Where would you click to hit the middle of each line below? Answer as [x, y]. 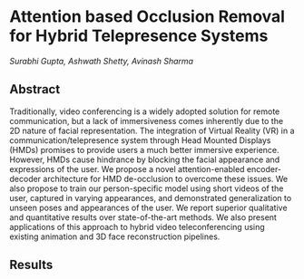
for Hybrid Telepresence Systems [139, 36]
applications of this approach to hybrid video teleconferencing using [137, 226]
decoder [25, 178]
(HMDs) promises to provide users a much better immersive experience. [144, 149]
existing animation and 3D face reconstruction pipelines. [115, 236]
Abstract [35, 89]
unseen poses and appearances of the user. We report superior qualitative [148, 207]
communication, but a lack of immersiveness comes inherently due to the [147, 120]
